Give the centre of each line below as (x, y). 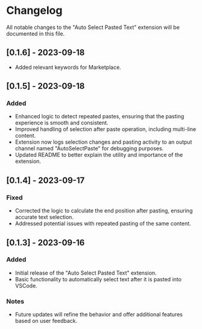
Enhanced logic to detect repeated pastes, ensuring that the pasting (99, 117)
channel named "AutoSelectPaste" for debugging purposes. (89, 149)
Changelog (34, 11)
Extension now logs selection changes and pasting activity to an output (103, 142)
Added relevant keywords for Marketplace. (68, 67)
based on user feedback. (46, 321)
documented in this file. (36, 33)
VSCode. (26, 286)
